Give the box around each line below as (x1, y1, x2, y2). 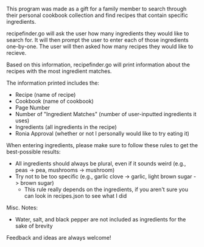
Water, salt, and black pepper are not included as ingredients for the (15, 216, 186, 223)
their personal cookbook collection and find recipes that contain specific (6, 12, 188, 19)
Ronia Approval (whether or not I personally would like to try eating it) (15, 130, 190, 137)
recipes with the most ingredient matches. (6, 68, 112, 75)
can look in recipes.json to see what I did (24, 192, 127, 200)
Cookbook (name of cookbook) (15, 97, 94, 105)
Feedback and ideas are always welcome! (6, 234, 111, 241)
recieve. (6, 49, 27, 57)
